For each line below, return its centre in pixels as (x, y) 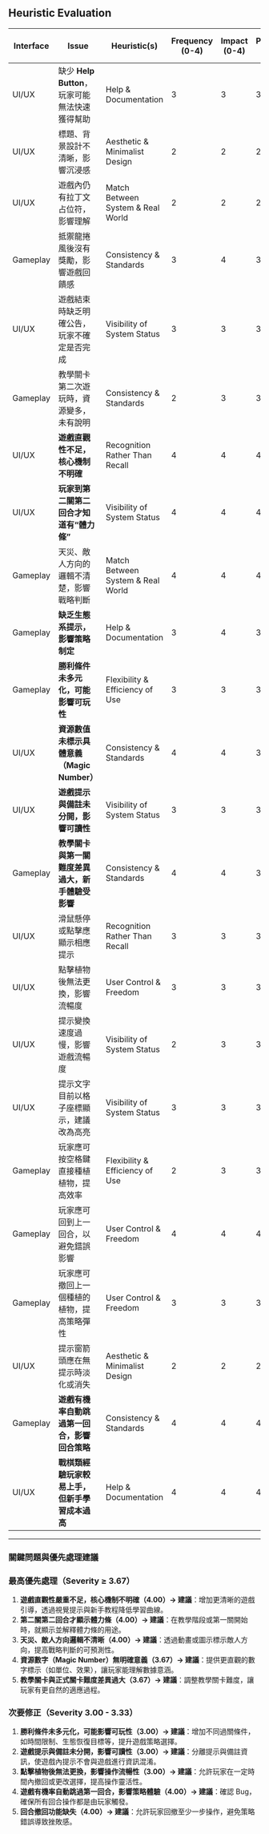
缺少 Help (76, 71)
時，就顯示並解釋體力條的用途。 (72, 1630)
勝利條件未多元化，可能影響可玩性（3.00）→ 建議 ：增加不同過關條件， (137, 1731)
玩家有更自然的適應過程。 (62, 1690)
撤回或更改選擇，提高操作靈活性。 (90, 1782)
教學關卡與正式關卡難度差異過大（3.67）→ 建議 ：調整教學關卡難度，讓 (137, 1680)
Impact (234, 41)
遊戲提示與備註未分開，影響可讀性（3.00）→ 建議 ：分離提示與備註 (130, 1751)
